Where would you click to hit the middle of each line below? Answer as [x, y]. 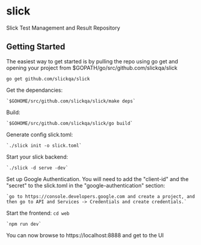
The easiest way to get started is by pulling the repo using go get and [92, 61]
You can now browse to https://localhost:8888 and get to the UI [85, 235]
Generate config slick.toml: [40, 135]
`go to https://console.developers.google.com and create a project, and [101, 196]
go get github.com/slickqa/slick [48, 79]
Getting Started [36, 47]
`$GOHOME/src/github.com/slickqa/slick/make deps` [71, 101]
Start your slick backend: [37, 157]
